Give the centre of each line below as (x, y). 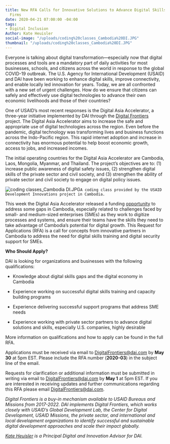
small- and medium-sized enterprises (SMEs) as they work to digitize (77, 214)
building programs (32, 297)
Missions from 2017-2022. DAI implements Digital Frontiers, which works (81, 404)
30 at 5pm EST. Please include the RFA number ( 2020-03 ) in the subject (81, 358)
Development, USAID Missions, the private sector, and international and (80, 415)
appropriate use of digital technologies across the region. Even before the (82, 126)
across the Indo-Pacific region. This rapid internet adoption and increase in (83, 137)
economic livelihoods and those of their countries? (58, 100)
